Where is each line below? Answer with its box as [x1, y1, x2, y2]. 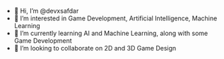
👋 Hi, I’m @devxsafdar [13, 7, 79, 15]
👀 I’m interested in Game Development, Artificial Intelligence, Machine [13, 14, 218, 22]
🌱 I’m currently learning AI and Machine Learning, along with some [13, 29, 208, 37]
